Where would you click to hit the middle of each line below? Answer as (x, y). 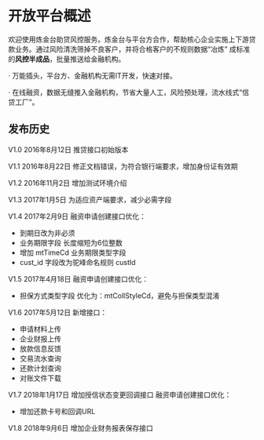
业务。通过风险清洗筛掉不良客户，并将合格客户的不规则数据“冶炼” (121, 49)
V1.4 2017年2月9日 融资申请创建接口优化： (77, 216)
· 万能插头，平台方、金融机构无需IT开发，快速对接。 (92, 75)
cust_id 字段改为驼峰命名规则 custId (77, 262)
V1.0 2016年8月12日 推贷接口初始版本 (68, 149)
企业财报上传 (40, 339)
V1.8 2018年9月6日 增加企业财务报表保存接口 (81, 427)
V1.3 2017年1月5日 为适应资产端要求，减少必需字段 (90, 199)
